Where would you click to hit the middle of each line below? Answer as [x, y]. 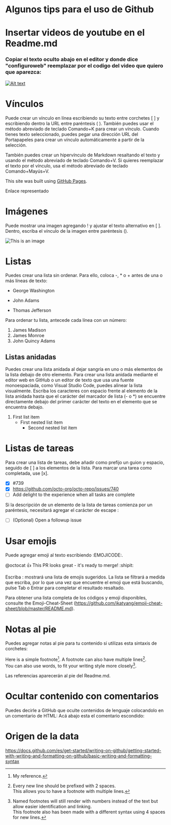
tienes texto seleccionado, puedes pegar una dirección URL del [72, 134]
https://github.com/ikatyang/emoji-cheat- [119, 603]
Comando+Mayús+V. [27, 171]
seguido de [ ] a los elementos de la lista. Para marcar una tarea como [79, 468]
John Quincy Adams [34, 341]
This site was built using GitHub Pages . [46, 181]
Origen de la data [42, 736]
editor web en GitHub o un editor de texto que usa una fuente [69, 380]
